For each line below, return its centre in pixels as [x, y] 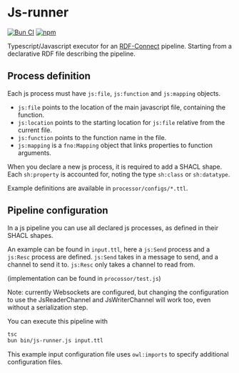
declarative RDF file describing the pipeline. [71, 54]
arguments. [35, 153]
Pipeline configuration [58, 210]
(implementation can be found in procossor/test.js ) [85, 278]
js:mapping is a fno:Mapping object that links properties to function [115, 145]
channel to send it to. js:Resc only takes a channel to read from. [101, 264]
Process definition [49, 76]
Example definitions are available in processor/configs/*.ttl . [98, 188]
